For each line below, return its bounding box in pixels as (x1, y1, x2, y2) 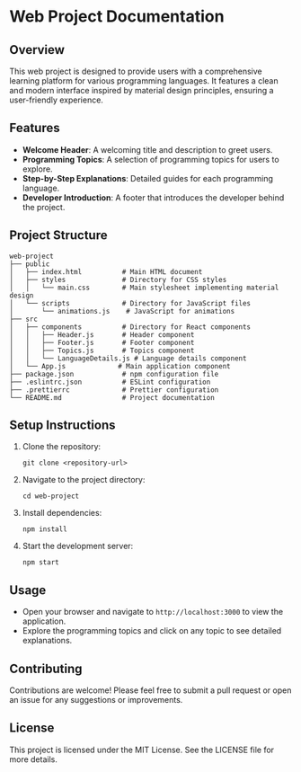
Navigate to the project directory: (22, 475, 146, 485)
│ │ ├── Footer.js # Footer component (9, 338, 195, 347)
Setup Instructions (9, 418, 116, 433)
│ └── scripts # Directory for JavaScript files (9, 298, 252, 307)
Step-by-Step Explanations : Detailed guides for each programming (22, 173, 274, 183)
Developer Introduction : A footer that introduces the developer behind (22, 191, 285, 203)
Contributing (9, 661, 83, 676)
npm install (22, 525, 67, 534)
